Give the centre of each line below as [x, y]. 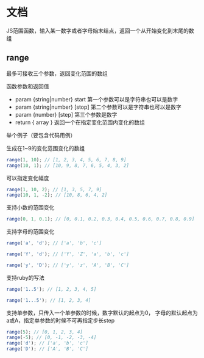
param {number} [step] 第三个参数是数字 [66, 114]
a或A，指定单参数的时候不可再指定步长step [61, 320]
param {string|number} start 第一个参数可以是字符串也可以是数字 [97, 99]
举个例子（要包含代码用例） [41, 135]
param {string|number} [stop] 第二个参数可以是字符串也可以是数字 [98, 107]
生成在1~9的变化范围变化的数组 [46, 148]
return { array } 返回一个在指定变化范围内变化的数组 [80, 122]
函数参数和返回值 [28, 86]
